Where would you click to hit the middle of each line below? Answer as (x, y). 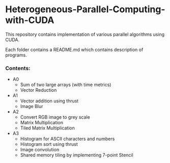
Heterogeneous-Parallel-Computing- (85, 9)
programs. (16, 55)
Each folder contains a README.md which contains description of (74, 49)
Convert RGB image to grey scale (55, 117)
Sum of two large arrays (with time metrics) (66, 85)
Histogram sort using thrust (49, 144)
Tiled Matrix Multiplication (48, 128)
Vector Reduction (38, 90)
